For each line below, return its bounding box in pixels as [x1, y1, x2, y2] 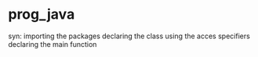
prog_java [8, 5, 75, 23]
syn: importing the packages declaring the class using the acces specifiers [8, 31, 251, 41]
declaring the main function [8, 39, 97, 48]
